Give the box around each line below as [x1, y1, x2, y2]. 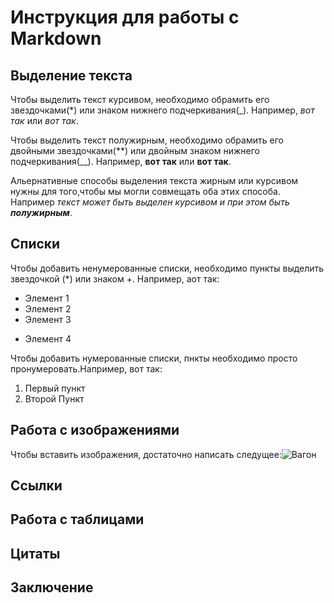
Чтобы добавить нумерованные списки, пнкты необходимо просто [10, 352, 298, 364]
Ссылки [10, 477, 63, 495]
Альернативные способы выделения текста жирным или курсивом [10, 175, 299, 186]
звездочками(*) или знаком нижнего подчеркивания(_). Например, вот [10, 104, 315, 116]
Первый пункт [24, 382, 86, 394]
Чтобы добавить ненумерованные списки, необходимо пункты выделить [10, 262, 325, 274]
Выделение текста [10, 67, 133, 84]
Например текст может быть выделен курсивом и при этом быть [10, 196, 290, 208]
